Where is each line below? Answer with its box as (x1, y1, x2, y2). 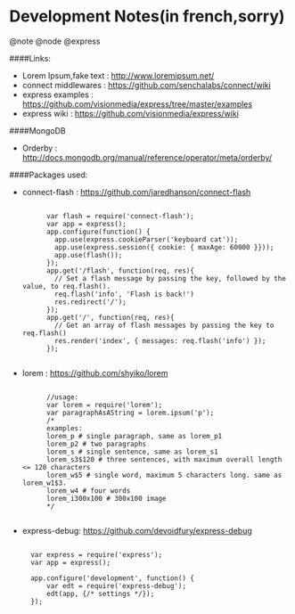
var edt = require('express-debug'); (45, 581, 187, 590)
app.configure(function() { (45, 227, 151, 236)
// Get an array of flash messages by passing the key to (54, 321, 275, 330)
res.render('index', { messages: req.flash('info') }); (54, 336, 266, 345)
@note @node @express (9, 36, 101, 46)
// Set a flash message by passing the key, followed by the (54, 274, 287, 282)
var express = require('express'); (30, 550, 163, 559)
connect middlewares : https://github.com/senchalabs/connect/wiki (21, 79, 272, 90)
